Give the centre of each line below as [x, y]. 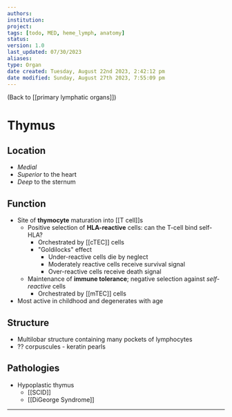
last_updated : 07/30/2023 [44, 52]
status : [18, 39]
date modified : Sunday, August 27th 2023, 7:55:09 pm [86, 78]
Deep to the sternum [46, 182]
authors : [20, 13]
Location [27, 150]
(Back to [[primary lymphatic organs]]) [62, 97]
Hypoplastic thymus [46, 385]
